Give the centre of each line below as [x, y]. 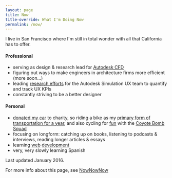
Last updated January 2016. [35, 160]
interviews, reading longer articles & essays [59, 139]
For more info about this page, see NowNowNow [57, 170]
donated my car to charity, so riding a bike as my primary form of [81, 118]
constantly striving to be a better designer [57, 95]
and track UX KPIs [32, 89]
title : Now [17, 15]
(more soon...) [28, 78]
